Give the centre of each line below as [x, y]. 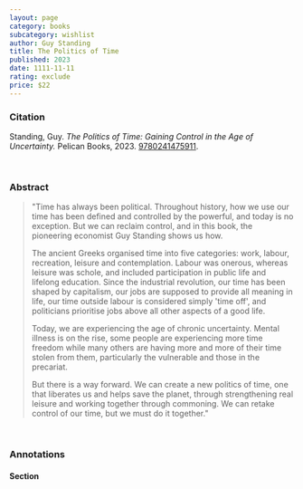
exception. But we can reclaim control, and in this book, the [142, 226]
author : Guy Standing [50, 43]
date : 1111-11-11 [42, 69]
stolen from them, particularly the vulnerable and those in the [146, 358]
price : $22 [30, 85]
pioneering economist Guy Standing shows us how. [127, 235]
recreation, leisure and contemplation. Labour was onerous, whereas [160, 263]
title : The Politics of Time [64, 52]
